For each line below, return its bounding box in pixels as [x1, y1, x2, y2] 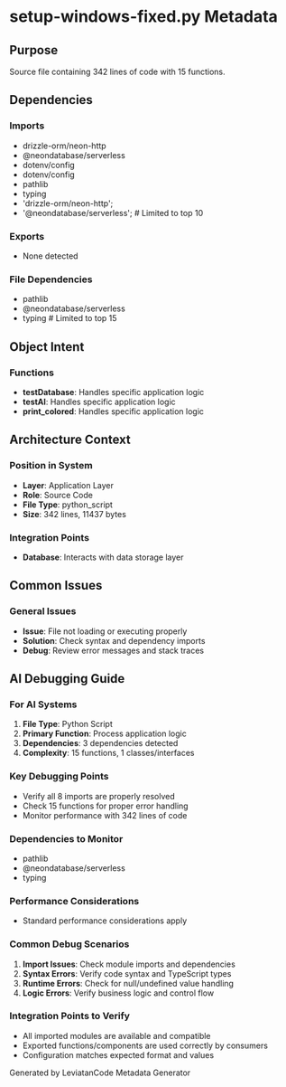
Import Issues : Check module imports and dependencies [22, 959, 236, 969]
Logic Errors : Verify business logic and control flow [22, 988, 215, 998]
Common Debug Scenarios [9, 938, 130, 950]
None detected [22, 250, 78, 261]
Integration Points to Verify [9, 1010, 131, 1023]
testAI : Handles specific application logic [22, 396, 176, 407]
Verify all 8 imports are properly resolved [22, 790, 176, 801]
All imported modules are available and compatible [22, 1030, 211, 1041]
